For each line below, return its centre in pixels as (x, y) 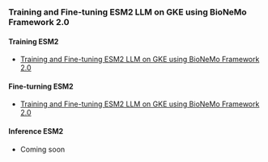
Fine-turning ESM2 (41, 86)
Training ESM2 (34, 41)
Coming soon (43, 149)
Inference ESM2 (36, 131)
